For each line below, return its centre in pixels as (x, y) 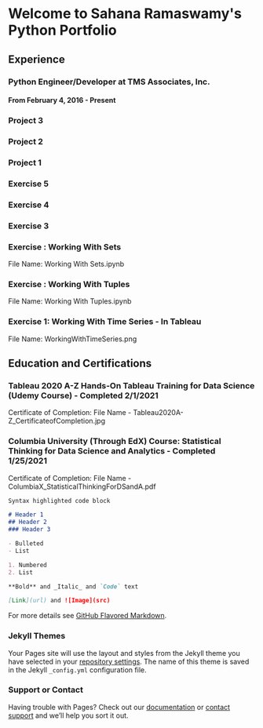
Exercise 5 (29, 184)
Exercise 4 (29, 205)
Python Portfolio (62, 30)
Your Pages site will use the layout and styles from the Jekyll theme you (124, 653)
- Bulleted (26, 544)
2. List (21, 572)
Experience (37, 59)
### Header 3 (29, 530)
